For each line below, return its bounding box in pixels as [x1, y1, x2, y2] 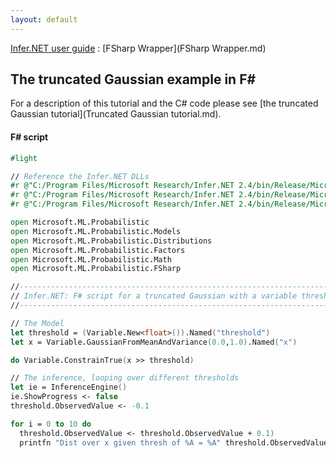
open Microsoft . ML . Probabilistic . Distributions [10, 236, 213, 246]
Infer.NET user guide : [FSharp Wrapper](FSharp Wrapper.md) [10, 42, 267, 54]
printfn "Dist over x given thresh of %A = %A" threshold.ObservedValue [19, 437, 329, 448]
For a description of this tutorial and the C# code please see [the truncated [10, 97, 319, 110]
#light [10, 153, 38, 163]
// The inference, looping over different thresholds [10, 373, 240, 383]
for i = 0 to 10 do [10, 419, 92, 429]
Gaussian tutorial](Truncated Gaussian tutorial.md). [10, 108, 222, 120]
